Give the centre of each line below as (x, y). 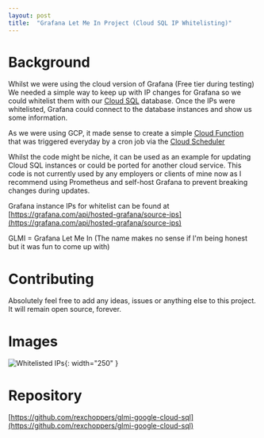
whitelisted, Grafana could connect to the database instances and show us (130, 109)
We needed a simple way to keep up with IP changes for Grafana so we (125, 93)
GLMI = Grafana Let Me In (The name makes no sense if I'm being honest (128, 238)
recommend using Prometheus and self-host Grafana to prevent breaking (128, 182)
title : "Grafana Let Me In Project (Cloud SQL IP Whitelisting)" (120, 23)
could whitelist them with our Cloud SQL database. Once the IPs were (122, 101)
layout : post (30, 15)
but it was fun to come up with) (59, 247)
